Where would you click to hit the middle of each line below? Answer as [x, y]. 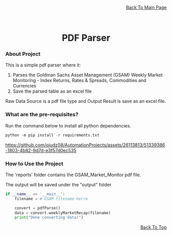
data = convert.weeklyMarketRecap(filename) [63, 213]
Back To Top [154, 227]
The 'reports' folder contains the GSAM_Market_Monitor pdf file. [73, 175]
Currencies [25, 86]
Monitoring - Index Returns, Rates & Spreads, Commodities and [80, 80]
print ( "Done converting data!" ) [49, 218]
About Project [23, 54]
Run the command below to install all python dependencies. [68, 125]
